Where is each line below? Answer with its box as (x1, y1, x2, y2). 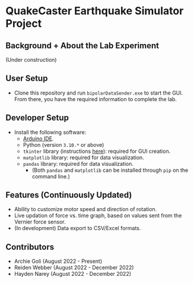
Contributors (5, 242, 55, 252)
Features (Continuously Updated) (5, 190, 132, 200)
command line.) (31, 172, 71, 180)
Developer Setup (5, 113, 69, 123)
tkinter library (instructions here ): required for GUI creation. (23, 147, 171, 155)
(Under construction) (5, 56, 57, 63)
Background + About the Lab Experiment (5, 40, 160, 51)
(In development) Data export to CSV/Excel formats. (14, 225, 141, 232)
